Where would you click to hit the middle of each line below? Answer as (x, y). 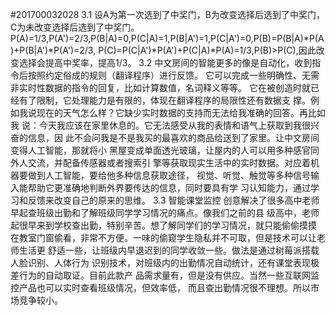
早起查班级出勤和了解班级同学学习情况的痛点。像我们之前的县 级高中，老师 (165, 212)
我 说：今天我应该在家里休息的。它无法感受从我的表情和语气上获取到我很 (160, 125)
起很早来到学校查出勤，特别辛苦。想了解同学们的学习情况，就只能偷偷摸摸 (163, 225)
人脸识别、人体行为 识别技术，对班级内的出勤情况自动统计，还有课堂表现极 (165, 262)
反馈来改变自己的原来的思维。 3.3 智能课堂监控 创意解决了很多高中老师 (173, 200)
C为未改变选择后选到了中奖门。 (75, 27)
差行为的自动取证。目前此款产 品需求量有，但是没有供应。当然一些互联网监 (165, 275)
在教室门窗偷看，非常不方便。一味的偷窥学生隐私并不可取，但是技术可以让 (163, 237)
